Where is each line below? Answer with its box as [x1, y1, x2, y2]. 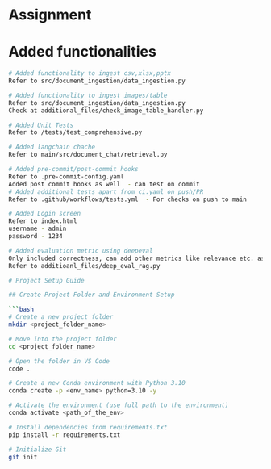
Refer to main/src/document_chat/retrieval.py [8, 151, 168, 159]
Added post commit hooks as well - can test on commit [8, 180, 200, 188]
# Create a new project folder [8, 313, 114, 321]
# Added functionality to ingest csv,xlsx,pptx [8, 69, 172, 77]
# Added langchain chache [8, 143, 95, 151]
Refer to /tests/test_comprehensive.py [8, 128, 143, 136]
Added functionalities [8, 43, 157, 61]
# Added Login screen [8, 210, 81, 218]
